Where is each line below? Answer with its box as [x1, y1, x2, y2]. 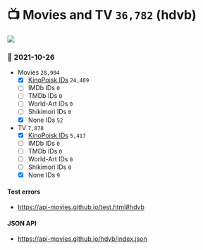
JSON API [7, 219, 37, 227]
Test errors [7, 187, 41, 196]
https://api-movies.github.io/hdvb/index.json [17, 235, 148, 243]
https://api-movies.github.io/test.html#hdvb [17, 203, 144, 211]
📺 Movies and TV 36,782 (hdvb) [7, 7, 197, 23]
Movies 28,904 [17, 68, 60, 77]
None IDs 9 [27, 170, 61, 179]
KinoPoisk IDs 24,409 [27, 76, 90, 85]
